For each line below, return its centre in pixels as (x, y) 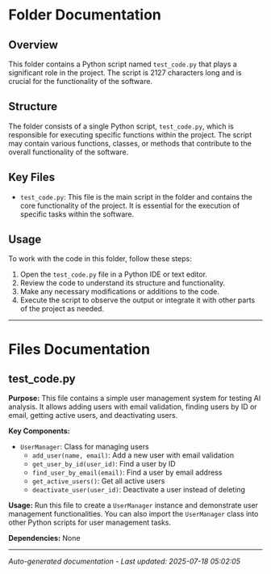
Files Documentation (79, 349)
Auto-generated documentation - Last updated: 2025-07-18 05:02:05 (124, 561)
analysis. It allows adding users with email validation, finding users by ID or (133, 407)
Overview (33, 45)
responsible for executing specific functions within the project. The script (130, 134)
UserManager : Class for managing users (84, 447)
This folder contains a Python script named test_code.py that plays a (123, 64)
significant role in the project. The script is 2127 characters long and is (125, 73)
